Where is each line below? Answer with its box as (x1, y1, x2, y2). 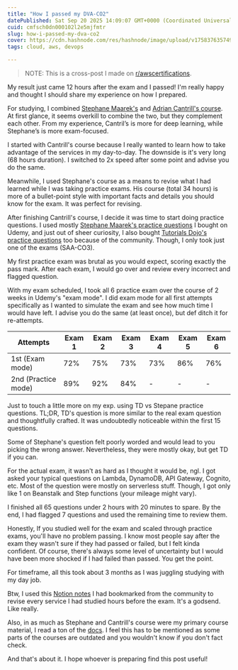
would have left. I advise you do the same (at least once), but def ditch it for (7, 309, 228, 317)
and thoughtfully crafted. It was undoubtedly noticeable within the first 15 (7, 417, 221, 424)
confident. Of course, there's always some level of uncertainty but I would (7, 547, 224, 555)
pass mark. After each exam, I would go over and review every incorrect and (7, 265, 231, 273)
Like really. (7, 605, 39, 613)
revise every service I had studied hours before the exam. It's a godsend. (7, 597, 221, 605)
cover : (7, 37, 27, 44)
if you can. (7, 453, 39, 461)
